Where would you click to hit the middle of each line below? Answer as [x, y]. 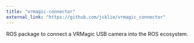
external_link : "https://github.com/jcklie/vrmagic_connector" [86, 17]
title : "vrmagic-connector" [41, 11]
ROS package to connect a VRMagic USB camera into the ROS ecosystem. [97, 34]
